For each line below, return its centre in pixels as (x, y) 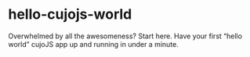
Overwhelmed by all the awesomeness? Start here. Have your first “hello (125, 36)
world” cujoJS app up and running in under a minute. (93, 44)
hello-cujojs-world (70, 14)
